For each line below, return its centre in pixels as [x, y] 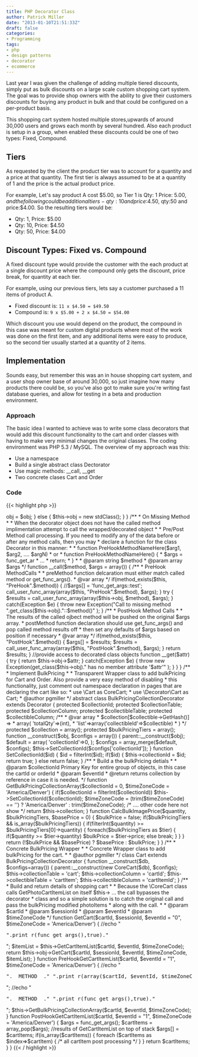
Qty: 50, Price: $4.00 [40, 232]
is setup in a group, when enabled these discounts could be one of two [92, 132]
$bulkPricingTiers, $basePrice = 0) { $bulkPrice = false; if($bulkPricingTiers [98, 818]
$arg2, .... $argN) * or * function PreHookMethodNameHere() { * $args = [95, 554]
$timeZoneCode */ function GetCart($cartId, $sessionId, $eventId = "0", [94, 918]
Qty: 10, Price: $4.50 [39, 225]
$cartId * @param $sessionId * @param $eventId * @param [79, 911]
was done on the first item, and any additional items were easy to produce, [97, 336]
